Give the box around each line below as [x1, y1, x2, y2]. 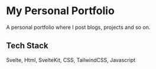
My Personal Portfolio [6, 4, 115, 18]
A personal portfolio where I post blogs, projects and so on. [6, 24, 151, 31]
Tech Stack [6, 41, 48, 51]
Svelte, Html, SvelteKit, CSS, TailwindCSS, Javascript [6, 56, 136, 63]
